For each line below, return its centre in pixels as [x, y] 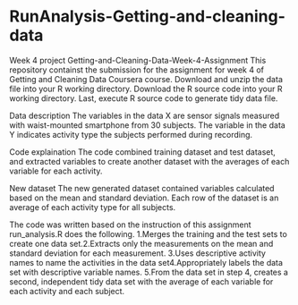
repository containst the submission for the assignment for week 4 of [136, 70]
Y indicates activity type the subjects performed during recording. [131, 134]
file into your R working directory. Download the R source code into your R [146, 89]
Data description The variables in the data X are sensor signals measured [145, 115]
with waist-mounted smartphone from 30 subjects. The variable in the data [148, 125]
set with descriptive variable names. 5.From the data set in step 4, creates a [149, 272]
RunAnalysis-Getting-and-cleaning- [148, 17]
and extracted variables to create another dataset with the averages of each [149, 161]
